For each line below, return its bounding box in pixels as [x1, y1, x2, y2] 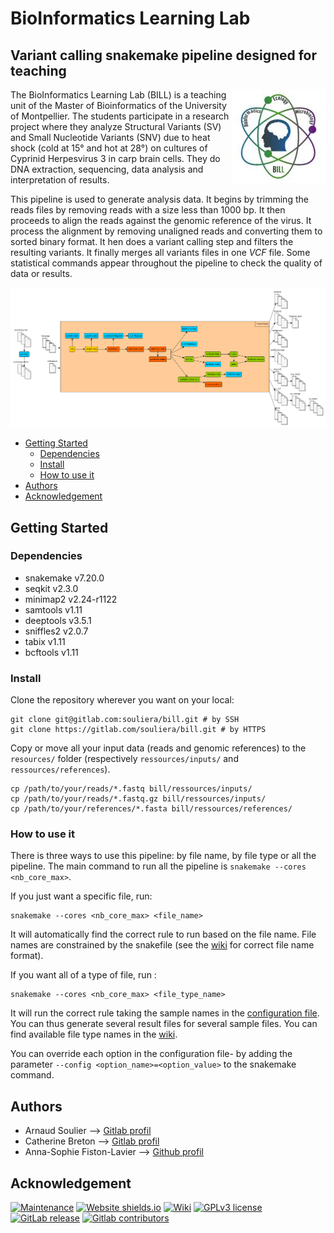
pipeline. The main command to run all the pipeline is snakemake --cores [10, 860, 307, 872]
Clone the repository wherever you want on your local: [10, 694, 235, 706]
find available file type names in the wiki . [10, 1028, 178, 1041]
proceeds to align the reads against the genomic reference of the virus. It [10, 215, 312, 226]
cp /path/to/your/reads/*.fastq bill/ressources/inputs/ [10, 784, 253, 794]
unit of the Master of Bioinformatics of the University [10, 100, 227, 111]
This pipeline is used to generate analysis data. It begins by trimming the [10, 193, 309, 205]
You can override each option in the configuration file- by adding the [10, 1048, 293, 1060]
